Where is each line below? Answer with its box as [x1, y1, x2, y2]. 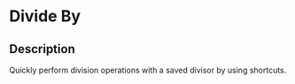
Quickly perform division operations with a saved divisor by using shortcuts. [9, 65, 287, 75]
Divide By [9, 6, 82, 27]
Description [9, 42, 75, 57]
